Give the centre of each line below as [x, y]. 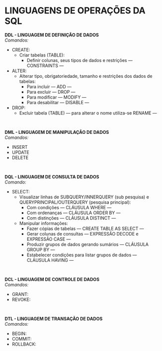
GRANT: [20, 294]
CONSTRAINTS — [45, 65]
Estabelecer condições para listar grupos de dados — [82, 255]
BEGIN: [19, 333]
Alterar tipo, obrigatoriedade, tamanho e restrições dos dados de [86, 76]
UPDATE [20, 152]
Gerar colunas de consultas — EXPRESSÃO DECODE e [82, 234]
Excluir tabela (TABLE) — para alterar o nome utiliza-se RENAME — [88, 113]
